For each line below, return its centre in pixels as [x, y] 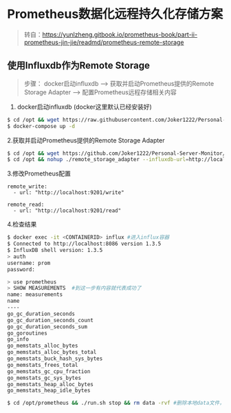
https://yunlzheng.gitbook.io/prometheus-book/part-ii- [120, 34]
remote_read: [26, 205]
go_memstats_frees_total [43, 365]
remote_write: [27, 187]
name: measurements [35, 295]
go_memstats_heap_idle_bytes [49, 391]
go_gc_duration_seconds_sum [47, 327]
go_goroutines [27, 333]
